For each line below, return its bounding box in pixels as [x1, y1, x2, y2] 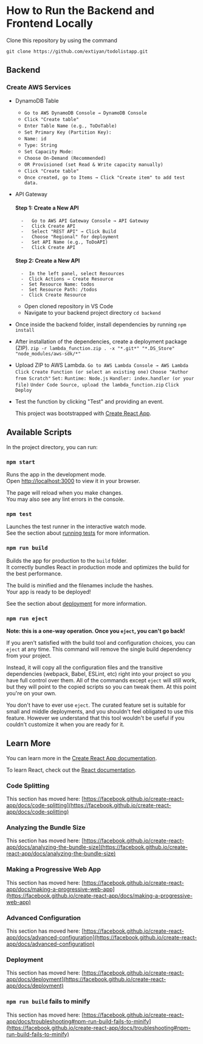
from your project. [6, 652, 52, 659]
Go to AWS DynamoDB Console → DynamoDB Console [24, 110, 147, 116]
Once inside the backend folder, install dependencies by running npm [15, 321, 187, 328]
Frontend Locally [6, 16, 93, 30]
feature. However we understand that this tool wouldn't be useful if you [6, 715, 185, 722]
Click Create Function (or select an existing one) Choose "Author [15, 369, 188, 376]
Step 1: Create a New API [15, 204, 79, 211]
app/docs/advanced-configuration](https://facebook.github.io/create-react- [6, 934, 198, 941]
